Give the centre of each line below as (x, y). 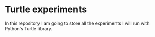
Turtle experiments (46, 9)
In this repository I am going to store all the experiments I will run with (77, 23)
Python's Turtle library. (29, 28)
